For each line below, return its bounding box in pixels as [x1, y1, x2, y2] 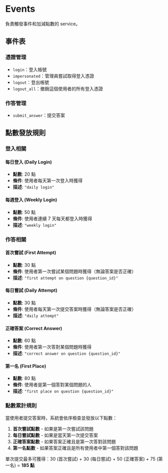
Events [5, 3, 36, 15]
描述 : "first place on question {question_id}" [12, 388, 114, 394]
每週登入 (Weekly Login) [5, 197, 58, 203]
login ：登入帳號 [12, 66, 47, 72]
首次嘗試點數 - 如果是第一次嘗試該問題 [12, 425, 94, 432]
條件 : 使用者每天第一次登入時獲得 [12, 178, 83, 184]
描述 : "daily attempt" [12, 312, 59, 318]
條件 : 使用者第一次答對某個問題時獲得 [12, 344, 92, 350]
